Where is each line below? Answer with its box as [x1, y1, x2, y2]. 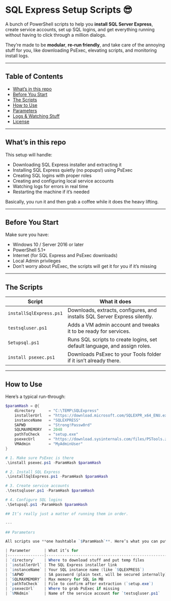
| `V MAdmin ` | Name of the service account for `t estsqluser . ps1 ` [5, 591, 160, 596]
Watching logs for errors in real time [12, 183, 88, 189]
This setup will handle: [5, 151, 52, 157]
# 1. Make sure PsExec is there [5, 455, 74, 460]
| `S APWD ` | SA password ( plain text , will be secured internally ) [5, 572, 167, 577]
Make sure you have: [5, 232, 49, 238]
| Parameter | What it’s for [5, 548, 79, 553]
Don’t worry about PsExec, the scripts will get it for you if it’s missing [12, 263, 157, 269]
